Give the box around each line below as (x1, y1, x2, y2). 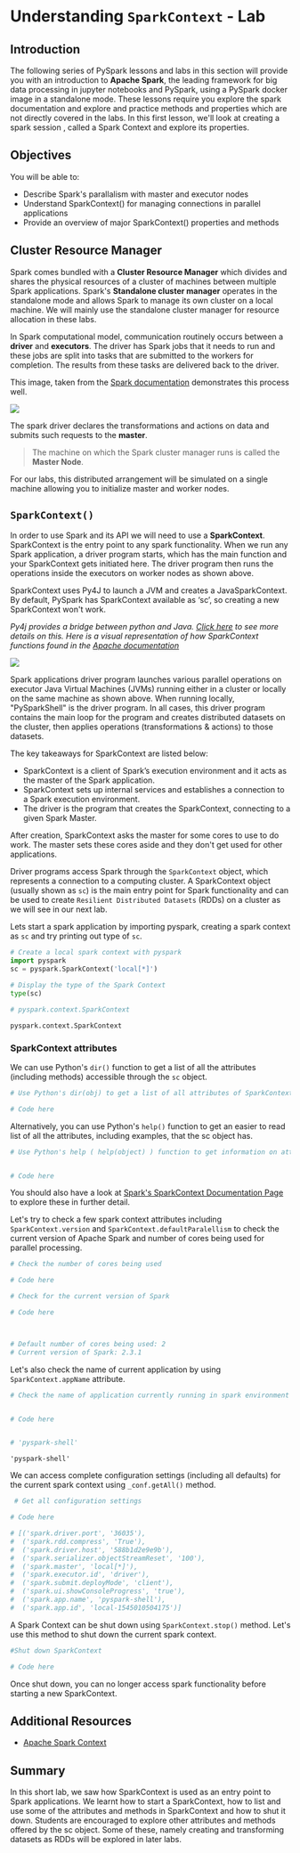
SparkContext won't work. (10, 604, 106, 615)
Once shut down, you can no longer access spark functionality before (10, 1678, 266, 1689)
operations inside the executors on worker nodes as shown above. (10, 568, 255, 579)
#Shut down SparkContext (10, 1646, 102, 1655)
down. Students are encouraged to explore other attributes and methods (10, 1815, 276, 1826)
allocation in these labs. (10, 313, 97, 324)
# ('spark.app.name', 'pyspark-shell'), (10, 1596, 166, 1605)
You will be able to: (10, 171, 80, 182)
